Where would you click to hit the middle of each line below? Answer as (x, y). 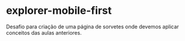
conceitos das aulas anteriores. (44, 32)
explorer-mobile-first (59, 11)
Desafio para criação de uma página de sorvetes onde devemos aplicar (92, 27)
